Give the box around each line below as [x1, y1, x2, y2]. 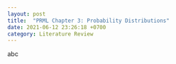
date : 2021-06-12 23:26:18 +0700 [7, 23, 106, 31]
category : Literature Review [7, 30, 94, 38]
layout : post [7, 10, 46, 18]
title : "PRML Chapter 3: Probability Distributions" [7, 17, 170, 24]
